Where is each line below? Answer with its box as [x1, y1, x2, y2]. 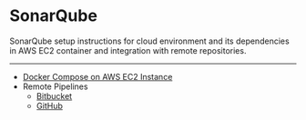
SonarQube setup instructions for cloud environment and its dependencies [9, 35, 290, 46]
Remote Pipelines [22, 81, 88, 92]
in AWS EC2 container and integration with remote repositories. [9, 45, 247, 55]
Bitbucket [36, 90, 73, 101]
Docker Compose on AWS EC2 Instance [22, 71, 173, 82]
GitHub [36, 100, 64, 111]
